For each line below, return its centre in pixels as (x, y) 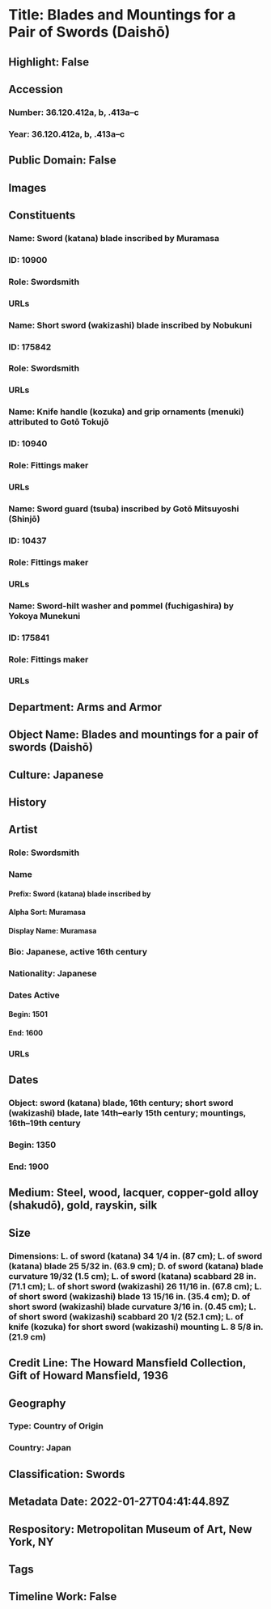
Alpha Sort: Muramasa (47, 912)
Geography (37, 1403)
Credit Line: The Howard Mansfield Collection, (127, 1363)
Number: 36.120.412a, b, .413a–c (74, 112)
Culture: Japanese (56, 775)
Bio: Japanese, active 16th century (78, 951)
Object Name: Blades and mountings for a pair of (133, 735)
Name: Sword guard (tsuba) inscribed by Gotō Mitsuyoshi (124, 509)
